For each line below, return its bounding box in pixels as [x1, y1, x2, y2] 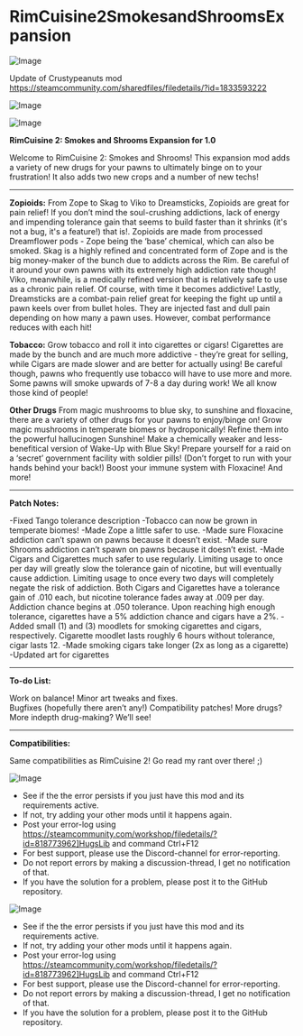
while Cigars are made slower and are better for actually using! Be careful [9, 358, 283, 369]
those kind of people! [9, 387, 88, 398]
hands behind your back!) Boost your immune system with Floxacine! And [9, 462, 283, 472]
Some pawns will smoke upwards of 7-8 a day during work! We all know [9, 377, 278, 389]
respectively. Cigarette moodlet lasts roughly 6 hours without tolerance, [9, 629, 276, 641]
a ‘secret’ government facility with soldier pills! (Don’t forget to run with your [9, 453, 292, 463]
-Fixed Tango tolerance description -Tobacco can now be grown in [9, 515, 258, 526]
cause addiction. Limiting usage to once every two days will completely [9, 573, 275, 583]
